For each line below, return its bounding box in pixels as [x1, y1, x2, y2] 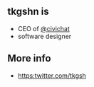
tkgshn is [7, 6, 50, 18]
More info [7, 52, 51, 64]
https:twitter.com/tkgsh [17, 71, 87, 80]
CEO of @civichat [17, 24, 70, 33]
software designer [17, 32, 72, 40]
